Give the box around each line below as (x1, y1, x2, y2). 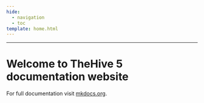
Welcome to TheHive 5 (6, 57, 123, 71)
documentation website (6, 70, 129, 84)
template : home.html (6, 25, 59, 32)
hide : (6, 8, 20, 15)
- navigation (12, 14, 45, 20)
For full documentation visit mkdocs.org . (6, 90, 107, 97)
